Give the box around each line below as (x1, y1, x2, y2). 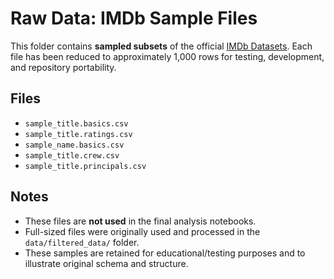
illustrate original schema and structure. (24, 257, 189, 269)
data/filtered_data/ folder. (24, 236, 140, 248)
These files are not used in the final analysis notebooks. (24, 215, 257, 227)
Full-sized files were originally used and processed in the (24, 225, 261, 237)
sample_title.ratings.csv (24, 129, 133, 139)
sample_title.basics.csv (24, 118, 129, 129)
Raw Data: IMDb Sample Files (10, 7, 258, 30)
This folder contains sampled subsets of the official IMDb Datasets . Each (10, 40, 313, 52)
